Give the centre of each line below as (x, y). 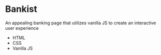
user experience (22, 28)
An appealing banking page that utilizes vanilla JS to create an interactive (81, 23)
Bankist (21, 9)
